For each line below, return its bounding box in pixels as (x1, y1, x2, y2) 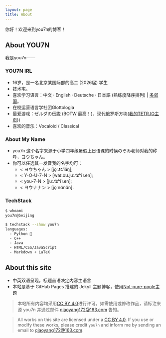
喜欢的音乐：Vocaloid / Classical (12, 123, 79, 129)
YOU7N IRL (5, 68, 32, 75)
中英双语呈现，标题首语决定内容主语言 (12, 277, 91, 283)
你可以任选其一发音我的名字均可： (12, 160, 83, 166)
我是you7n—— (5, 55, 35, 61)
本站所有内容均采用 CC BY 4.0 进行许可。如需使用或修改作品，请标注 (17, 300, 157, 306)
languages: (5, 226, 28, 231)
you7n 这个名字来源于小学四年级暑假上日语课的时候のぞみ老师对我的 (12, 147, 153, 153)
